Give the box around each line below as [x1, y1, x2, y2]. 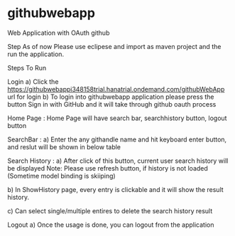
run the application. [7, 50, 65, 58]
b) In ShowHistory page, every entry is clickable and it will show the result [7, 185, 224, 193]
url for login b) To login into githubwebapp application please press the [7, 92, 214, 101]
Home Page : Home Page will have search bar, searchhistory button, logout [7, 114, 227, 122]
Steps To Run [7, 63, 47, 72]
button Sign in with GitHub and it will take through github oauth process [7, 100, 217, 108]
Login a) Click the [7, 77, 59, 86]
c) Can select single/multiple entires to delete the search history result [7, 206, 213, 215]
